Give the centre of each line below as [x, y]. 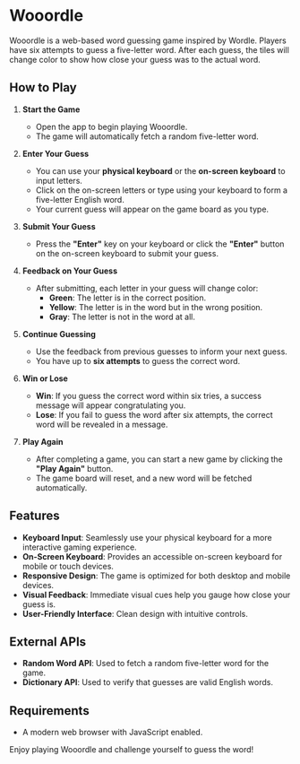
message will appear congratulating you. [111, 405]
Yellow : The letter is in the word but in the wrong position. [156, 307]
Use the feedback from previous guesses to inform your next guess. [162, 352]
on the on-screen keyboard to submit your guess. [127, 253]
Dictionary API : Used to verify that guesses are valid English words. [147, 682]
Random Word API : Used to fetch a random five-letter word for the [146, 664]
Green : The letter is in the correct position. [128, 298]
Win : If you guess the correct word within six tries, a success [149, 395]
